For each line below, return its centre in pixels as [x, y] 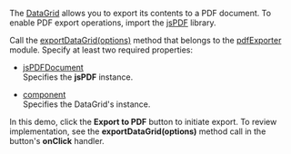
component [44, 95]
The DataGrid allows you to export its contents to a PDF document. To [140, 13]
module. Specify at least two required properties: [101, 50]
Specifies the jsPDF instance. [78, 77]
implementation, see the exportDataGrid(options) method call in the [138, 131]
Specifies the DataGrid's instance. [86, 104]
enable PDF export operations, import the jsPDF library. [113, 23]
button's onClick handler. [57, 141]
